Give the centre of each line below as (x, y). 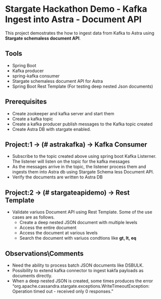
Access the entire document (48, 228)
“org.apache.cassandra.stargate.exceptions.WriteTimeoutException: (81, 286)
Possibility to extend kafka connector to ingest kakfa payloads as (78, 270)
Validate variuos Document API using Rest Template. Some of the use (82, 212)
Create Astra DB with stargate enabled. (52, 129)
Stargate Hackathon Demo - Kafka (76, 9)
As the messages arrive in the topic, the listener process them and (79, 167)
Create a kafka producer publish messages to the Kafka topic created (82, 124)
